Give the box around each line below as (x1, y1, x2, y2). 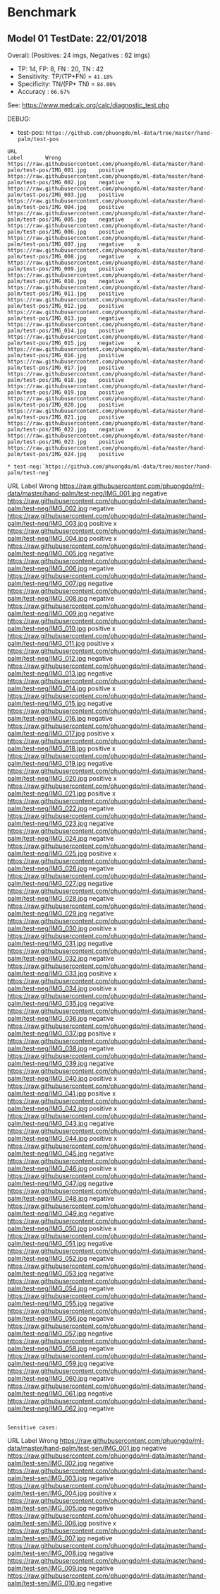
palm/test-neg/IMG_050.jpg (7, 1224, 87, 1233)
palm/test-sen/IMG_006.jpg (7, 1519, 87, 1527)
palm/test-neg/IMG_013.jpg (7, 669, 87, 678)
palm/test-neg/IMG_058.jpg (7, 1344, 87, 1353)
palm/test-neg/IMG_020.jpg (7, 774, 88, 782)
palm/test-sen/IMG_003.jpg (7, 1474, 87, 1482)
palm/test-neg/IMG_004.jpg (7, 534, 88, 542)
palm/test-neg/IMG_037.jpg (7, 1029, 87, 1038)
